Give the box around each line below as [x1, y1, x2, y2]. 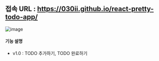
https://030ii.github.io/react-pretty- [37, 4, 154, 13]
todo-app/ [5, 13, 38, 21]
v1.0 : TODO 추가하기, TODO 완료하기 [12, 50, 88, 56]
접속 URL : [5, 4, 36, 13]
